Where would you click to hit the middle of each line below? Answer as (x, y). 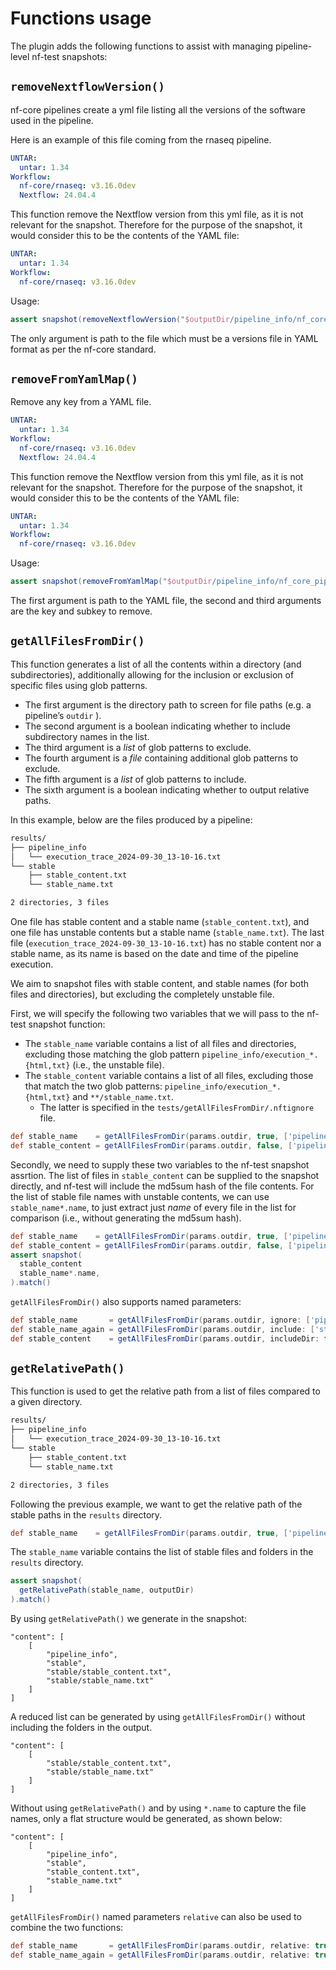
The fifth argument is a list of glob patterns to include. (135, 779)
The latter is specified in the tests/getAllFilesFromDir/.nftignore (177, 1107)
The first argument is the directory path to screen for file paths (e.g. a (168, 704)
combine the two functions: (67, 1928)
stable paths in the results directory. (86, 1514)
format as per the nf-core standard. (83, 349)
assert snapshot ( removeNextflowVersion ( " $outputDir (120, 319)
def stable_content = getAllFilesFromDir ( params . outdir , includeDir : (165, 1338)
